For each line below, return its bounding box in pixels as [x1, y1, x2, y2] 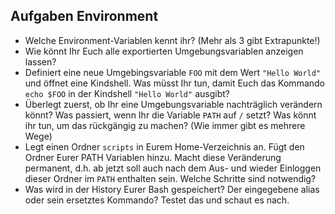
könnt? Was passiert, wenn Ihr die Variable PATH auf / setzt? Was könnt [24, 109, 317, 121]
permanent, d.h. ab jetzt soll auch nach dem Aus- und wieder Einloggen [24, 162, 322, 174]
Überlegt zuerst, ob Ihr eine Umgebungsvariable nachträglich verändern [24, 98, 323, 110]
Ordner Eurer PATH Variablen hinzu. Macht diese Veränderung [24, 151, 282, 163]
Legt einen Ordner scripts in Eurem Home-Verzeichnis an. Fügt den [24, 140, 305, 153]
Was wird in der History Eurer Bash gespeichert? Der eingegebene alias [24, 183, 320, 195]
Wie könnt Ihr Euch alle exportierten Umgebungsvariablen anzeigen [24, 45, 304, 57]
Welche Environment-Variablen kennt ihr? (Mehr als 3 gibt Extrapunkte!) [24, 34, 321, 46]
